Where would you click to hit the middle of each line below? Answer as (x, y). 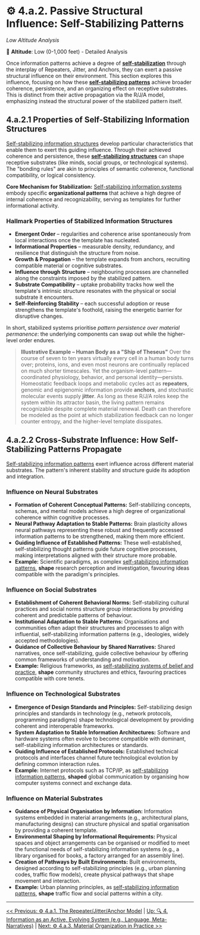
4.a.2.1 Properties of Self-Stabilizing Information (98, 120)
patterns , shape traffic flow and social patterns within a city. (88, 893)
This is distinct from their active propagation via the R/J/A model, (85, 95)
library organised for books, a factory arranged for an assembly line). (99, 856)
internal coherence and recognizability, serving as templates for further (94, 199)
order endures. (37, 340)
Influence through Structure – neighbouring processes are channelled (101, 272)
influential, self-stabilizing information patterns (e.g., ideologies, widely (102, 634)
